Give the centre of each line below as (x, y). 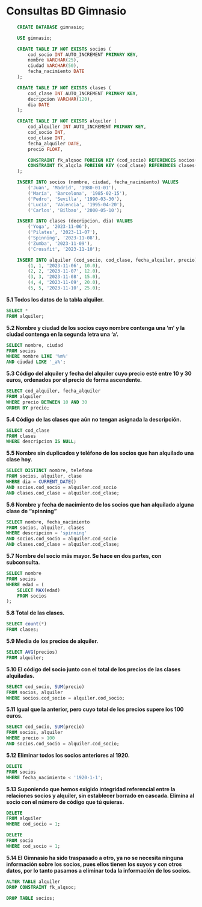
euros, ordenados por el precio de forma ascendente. (74, 380)
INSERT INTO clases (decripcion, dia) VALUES (75, 221)
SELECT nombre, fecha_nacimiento (48, 522)
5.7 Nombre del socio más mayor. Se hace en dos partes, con (84, 556)
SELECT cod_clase (28, 430)
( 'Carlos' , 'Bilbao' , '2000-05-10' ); (75, 210)
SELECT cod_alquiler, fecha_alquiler (54, 391)
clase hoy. (20, 460)
